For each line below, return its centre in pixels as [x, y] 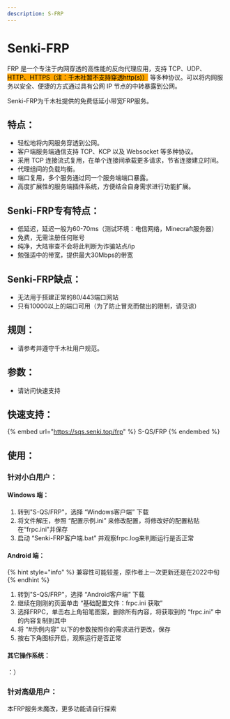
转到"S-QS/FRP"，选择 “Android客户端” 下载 [81, 595]
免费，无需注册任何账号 [51, 237]
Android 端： [26, 555]
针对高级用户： [32, 692]
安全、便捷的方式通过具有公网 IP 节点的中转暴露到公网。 [100, 86]
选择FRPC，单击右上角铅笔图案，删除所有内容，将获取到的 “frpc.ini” [115, 612]
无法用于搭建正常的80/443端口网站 [68, 297]
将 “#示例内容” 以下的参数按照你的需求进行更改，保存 [94, 630]
